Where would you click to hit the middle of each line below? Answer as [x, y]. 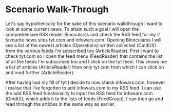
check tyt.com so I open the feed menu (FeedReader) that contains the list [84, 56]
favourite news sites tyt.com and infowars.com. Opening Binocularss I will [83, 40]
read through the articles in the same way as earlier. [60, 104]
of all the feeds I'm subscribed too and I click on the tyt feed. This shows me [86, 61]
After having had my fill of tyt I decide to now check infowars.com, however [85, 82]
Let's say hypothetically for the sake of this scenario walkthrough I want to [84, 24]
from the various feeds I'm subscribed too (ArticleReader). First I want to [82, 51]
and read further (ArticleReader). [40, 72]
